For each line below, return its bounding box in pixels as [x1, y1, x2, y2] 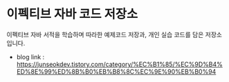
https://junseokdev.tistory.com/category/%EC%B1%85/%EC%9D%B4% [16, 60, 223, 68]
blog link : [16, 52, 45, 61]
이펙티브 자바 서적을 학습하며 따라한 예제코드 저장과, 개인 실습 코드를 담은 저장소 [6, 30, 223, 39]
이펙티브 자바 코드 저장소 [6, 6, 138, 22]
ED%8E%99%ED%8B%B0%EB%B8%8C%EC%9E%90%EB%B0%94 [16, 67, 217, 76]
